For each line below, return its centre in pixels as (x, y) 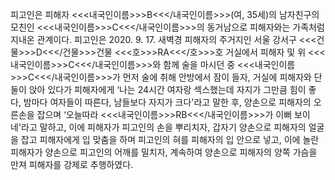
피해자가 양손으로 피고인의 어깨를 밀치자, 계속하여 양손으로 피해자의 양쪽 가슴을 (164, 152)
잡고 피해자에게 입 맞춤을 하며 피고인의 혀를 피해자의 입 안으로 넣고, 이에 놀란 (170, 139)
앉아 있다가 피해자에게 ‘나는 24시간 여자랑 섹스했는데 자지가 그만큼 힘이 (167, 89)
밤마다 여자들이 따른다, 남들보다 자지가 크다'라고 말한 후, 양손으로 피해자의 (167, 102)
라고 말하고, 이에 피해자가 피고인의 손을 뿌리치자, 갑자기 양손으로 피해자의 (164, 127)
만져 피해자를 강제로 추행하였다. (72, 164)
